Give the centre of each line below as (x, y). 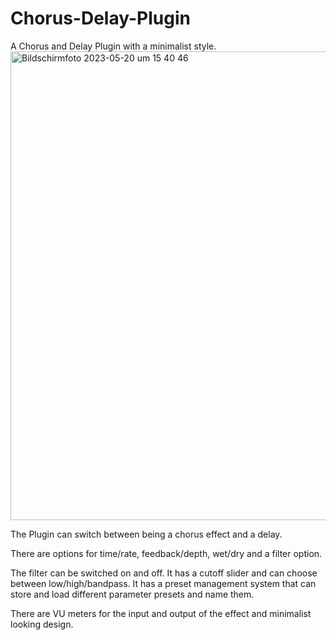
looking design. (42, 624)
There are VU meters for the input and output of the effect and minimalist (161, 613)
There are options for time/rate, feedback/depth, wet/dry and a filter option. (166, 553)
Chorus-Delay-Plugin (100, 18)
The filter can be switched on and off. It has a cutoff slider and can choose (164, 573)
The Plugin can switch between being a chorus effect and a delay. (146, 534)
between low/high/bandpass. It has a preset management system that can (163, 583)
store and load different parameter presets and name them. (132, 594)
